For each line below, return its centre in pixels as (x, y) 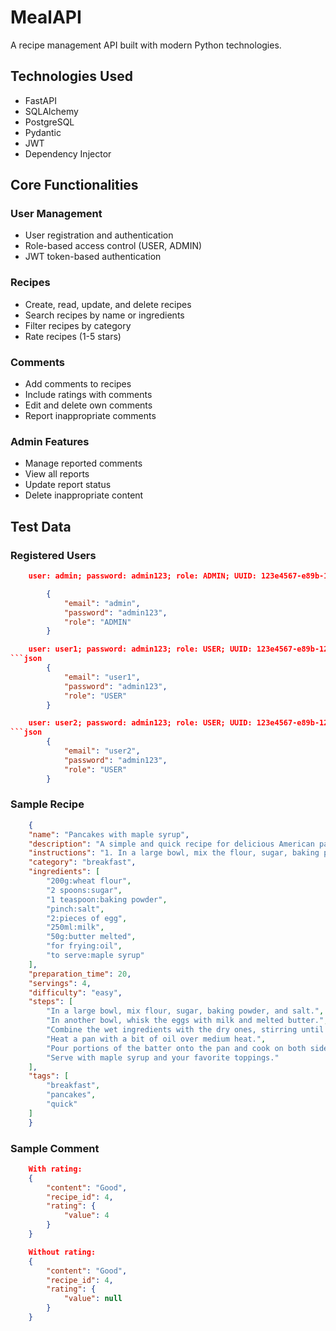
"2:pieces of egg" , (87, 918)
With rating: (55, 1169)
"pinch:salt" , (75, 909)
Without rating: (62, 1252)
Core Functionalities (74, 185)
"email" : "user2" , (102, 751)
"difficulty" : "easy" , (75, 992)
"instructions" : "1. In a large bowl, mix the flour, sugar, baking (174, 853)
